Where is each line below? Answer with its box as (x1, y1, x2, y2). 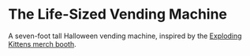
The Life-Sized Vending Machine (8, 5, 227, 23)
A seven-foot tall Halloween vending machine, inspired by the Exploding (8, 31, 242, 40)
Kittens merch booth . (8, 39, 76, 48)
